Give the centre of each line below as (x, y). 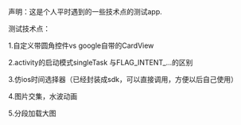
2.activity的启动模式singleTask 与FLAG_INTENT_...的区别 (101, 62)
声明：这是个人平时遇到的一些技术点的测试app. (86, 12)
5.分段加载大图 (32, 113)
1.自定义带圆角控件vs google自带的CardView (81, 45)
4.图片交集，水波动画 (43, 96)
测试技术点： (29, 29)
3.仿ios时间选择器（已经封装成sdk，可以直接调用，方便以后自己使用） (123, 79)
